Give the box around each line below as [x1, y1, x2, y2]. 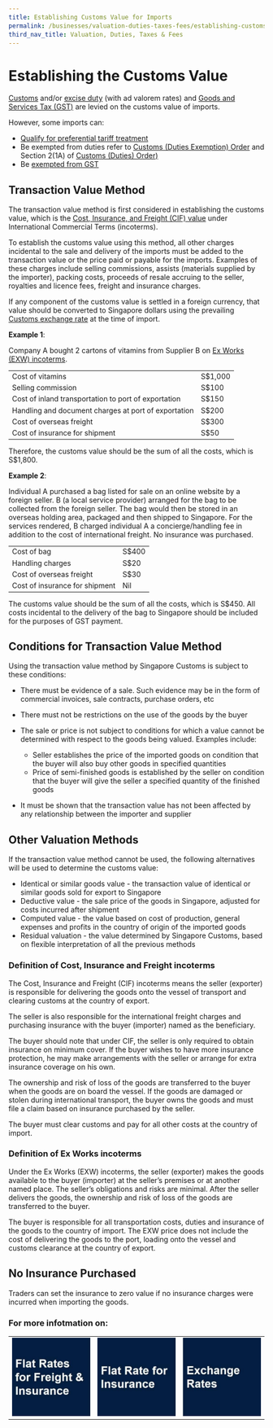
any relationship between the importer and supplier [19, 809, 192, 819]
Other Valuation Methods [8, 833, 139, 847]
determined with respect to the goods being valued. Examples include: [19, 734, 258, 744]
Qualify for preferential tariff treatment [19, 134, 149, 143]
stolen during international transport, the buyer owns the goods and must [8, 1095, 253, 1105]
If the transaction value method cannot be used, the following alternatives [8, 855, 256, 865]
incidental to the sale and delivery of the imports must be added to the [8, 247, 244, 256]
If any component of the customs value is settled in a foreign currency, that [8, 297, 260, 307]
